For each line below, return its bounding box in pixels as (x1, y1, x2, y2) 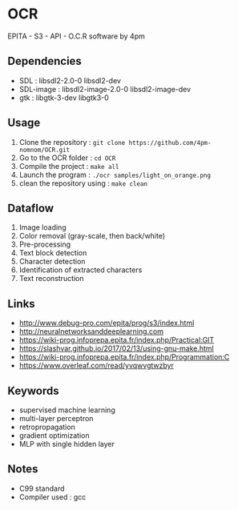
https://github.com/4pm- (128, 139, 212, 147)
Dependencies (7, 54, 82, 68)
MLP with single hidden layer (18, 440, 115, 448)
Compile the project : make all (18, 161, 119, 171)
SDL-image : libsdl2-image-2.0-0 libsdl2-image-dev (18, 84, 192, 94)
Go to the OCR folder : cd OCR (18, 153, 116, 163)
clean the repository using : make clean (18, 178, 148, 188)
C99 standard (18, 484, 65, 493)
